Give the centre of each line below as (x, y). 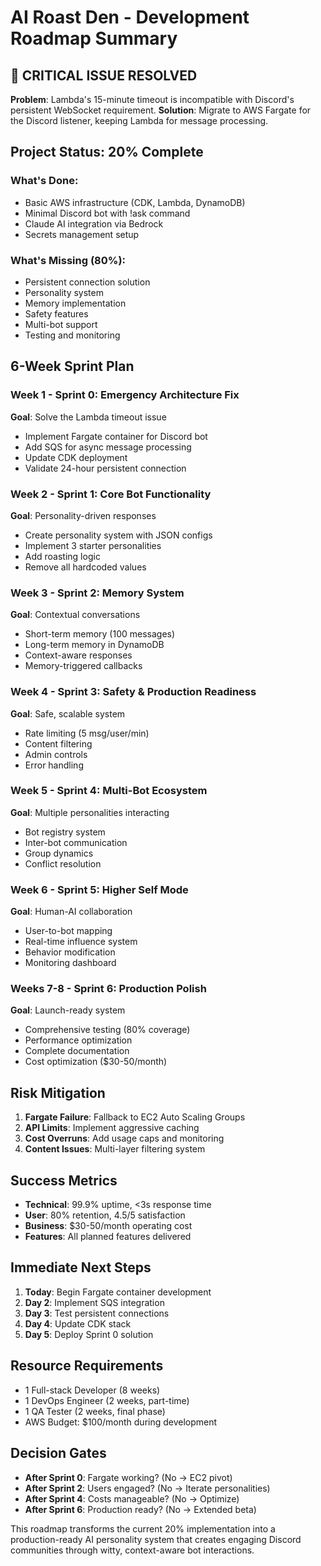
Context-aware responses (78, 655)
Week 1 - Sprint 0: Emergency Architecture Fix (125, 395)
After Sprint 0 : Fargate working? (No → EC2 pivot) (128, 1477)
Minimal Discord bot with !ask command (107, 213)
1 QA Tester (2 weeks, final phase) (95, 1411)
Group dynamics (59, 853)
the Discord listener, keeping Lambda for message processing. (139, 120)
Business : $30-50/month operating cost (108, 1226)
